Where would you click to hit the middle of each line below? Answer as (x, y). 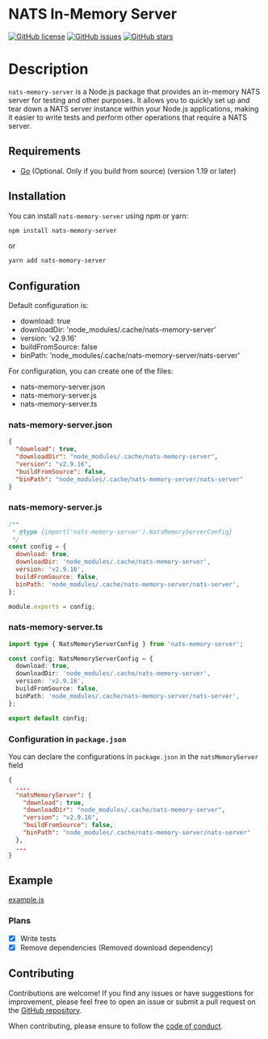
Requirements (44, 152)
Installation (37, 196)
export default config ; (48, 718)
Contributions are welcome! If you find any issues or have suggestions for (131, 993)
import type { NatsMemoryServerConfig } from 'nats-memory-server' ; (126, 644)
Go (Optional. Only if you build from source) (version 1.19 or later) (128, 171)
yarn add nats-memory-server (57, 261)
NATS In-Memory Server (93, 14)
